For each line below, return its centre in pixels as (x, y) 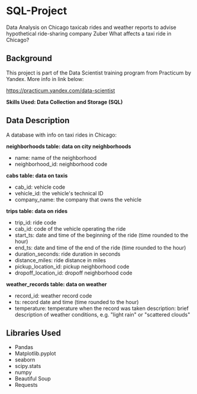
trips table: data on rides (37, 211)
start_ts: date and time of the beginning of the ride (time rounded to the (101, 235)
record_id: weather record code (53, 295)
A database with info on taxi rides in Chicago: (62, 135)
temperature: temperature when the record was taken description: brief (102, 308)
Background (29, 58)
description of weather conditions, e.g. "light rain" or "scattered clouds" (102, 314)
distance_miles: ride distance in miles (60, 260)
